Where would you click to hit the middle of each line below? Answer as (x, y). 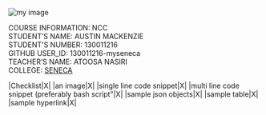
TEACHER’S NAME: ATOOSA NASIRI (68, 61)
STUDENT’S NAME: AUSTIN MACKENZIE (76, 36)
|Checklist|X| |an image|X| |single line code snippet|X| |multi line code (124, 85)
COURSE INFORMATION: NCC (58, 28)
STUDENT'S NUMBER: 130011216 (63, 45)
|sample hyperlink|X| (42, 103)
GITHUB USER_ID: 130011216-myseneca (75, 53)
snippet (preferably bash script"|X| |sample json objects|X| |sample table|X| (133, 94)
